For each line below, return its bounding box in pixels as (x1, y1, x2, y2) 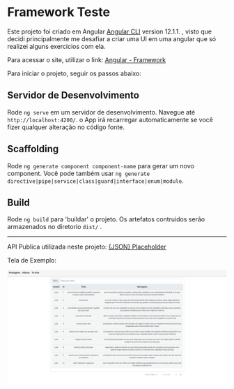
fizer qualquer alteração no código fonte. (7, 123, 125, 131)
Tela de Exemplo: (7, 256, 57, 265)
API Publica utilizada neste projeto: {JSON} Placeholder (7, 242, 167, 251)
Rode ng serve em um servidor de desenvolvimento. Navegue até (7, 108, 196, 116)
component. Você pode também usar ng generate (7, 169, 150, 177)
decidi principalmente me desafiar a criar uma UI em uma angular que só (7, 34, 217, 43)
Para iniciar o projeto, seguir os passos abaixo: (7, 69, 141, 78)
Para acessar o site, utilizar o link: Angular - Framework (7, 55, 166, 64)
